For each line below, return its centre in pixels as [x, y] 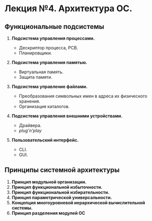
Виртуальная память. [41, 72]
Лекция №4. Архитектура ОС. [68, 9]
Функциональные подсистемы [54, 27]
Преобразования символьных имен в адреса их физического [83, 96]
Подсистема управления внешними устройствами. [67, 116]
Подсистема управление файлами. [50, 87]
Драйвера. [30, 125]
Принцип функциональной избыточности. [57, 187]
